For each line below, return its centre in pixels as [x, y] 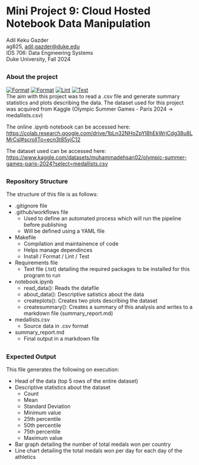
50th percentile [42, 425]
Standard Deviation [47, 407]
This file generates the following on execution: [63, 370]
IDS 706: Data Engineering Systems [50, 52]
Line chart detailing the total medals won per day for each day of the [99, 451]
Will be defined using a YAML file [64, 231]
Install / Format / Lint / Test [56, 257]
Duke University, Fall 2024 [39, 59]
